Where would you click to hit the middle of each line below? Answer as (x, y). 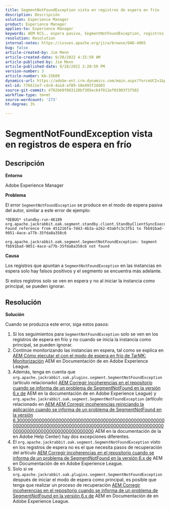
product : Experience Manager (36, 24)
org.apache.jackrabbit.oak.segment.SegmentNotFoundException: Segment (81, 242)
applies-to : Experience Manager (39, 29)
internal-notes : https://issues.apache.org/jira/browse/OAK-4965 (75, 43)
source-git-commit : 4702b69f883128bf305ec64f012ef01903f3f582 (72, 90)
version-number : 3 (25, 72)
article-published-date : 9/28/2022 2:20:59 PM (55, 66)
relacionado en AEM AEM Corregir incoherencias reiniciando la (78, 404)
